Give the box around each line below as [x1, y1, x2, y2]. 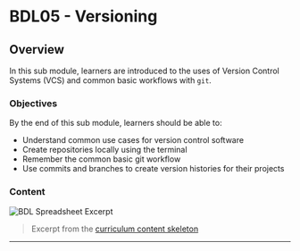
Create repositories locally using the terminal [21, 145, 187, 155]
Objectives [9, 96, 58, 109]
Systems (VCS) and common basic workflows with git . [9, 75, 212, 86]
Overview [9, 42, 65, 57]
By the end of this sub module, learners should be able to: [9, 118, 222, 129]
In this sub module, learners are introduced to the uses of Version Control [9, 65, 279, 76]
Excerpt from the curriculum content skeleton [30, 223, 199, 234]
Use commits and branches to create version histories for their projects [21, 163, 285, 174]
